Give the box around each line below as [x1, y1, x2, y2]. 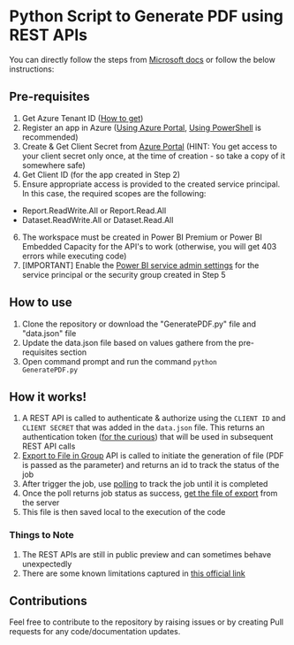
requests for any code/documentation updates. [9, 626, 181, 637]
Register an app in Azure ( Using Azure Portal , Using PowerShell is [21, 122, 262, 133]
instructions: [9, 64, 55, 74]
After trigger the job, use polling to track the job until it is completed [21, 479, 268, 489]
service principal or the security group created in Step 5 [21, 269, 227, 280]
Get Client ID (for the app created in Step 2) [21, 169, 181, 180]
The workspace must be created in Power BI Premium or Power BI [21, 232, 262, 242]
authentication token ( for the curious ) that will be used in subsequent [21, 432, 274, 442]
